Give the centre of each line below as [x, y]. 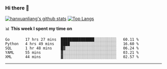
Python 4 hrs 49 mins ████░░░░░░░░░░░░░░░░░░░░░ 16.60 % [72, 44]
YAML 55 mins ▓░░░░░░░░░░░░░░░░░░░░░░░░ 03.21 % [72, 53]
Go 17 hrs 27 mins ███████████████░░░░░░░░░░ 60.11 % [72, 40]
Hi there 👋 [17, 8]
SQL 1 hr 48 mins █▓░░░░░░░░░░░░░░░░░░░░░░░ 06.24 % [72, 48]
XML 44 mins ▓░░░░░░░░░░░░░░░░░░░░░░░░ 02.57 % [72, 57]
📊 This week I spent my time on [39, 29]
